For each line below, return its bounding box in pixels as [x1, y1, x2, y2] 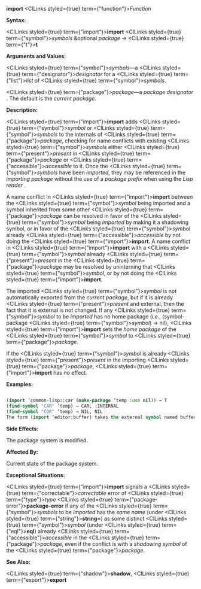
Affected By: [6, 448, 39, 456]
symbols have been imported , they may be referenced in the [36, 169, 186, 176]
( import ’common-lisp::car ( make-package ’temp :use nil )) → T [6, 397, 167, 403]
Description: [6, 107, 38, 113]
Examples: [6, 381, 33, 388]
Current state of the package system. [6, 460, 99, 467]
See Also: [6, 558, 31, 565]
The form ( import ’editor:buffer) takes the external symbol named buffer [6, 414, 197, 420]
